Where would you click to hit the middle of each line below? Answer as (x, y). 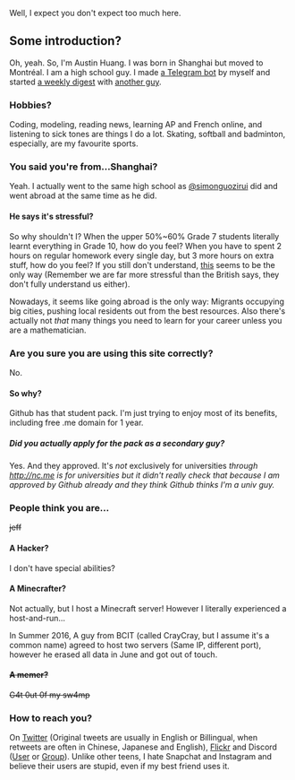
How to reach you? (51, 718)
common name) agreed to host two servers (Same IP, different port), (135, 645)
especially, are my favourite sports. (74, 143)
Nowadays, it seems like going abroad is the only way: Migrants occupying (147, 301)
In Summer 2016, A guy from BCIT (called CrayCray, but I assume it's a (139, 635)
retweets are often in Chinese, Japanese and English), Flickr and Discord (143, 747)
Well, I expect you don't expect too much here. (95, 13)
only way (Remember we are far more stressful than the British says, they (144, 274)
